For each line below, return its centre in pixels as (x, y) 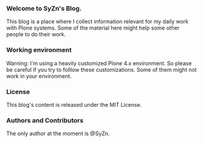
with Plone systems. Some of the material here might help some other (93, 28)
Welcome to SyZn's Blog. (44, 8)
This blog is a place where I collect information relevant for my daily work (97, 22)
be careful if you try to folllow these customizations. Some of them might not (101, 69)
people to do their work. (36, 34)
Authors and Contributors (45, 120)
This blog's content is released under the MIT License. (74, 104)
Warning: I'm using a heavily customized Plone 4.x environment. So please (99, 63)
